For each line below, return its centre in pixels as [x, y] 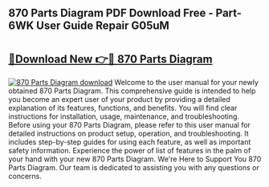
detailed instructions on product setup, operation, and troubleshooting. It [128, 133]
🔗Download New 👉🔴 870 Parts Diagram [110, 59]
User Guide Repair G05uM [103, 26]
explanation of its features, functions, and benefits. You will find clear [123, 108]
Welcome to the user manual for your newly [187, 82]
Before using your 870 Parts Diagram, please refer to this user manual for [130, 125]
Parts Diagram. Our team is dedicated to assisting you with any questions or [134, 167]
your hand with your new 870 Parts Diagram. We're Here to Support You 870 [135, 159]
